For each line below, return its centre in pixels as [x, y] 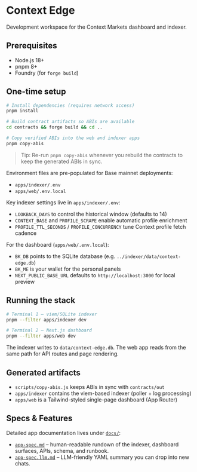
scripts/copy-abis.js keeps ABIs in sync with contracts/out [90, 387]
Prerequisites [32, 46]
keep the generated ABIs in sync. [61, 161]
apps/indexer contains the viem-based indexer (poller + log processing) [103, 393]
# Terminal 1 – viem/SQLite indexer [52, 314]
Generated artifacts [43, 373]
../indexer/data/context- [148, 257]
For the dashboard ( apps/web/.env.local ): [58, 244]
